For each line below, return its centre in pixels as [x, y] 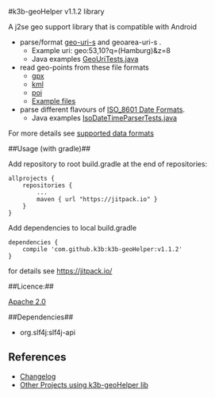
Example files [54, 101]
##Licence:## [31, 286]
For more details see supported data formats [81, 133]
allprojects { [32, 178]
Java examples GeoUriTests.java [85, 59]
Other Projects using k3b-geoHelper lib [84, 384]
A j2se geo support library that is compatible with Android [102, 27]
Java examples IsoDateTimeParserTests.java [104, 118]
